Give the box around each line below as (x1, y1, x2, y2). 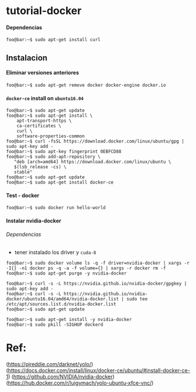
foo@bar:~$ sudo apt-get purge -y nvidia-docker (6, 271, 127, 276)
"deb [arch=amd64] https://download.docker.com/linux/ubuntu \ (13, 159, 171, 165)
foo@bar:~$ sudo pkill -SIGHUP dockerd (6, 322, 104, 328)
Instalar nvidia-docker (6, 217, 61, 224)
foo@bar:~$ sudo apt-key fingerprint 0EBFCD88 (6, 148, 122, 155)
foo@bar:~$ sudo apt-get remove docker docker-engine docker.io (6, 82, 166, 88)
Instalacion (6, 53, 48, 63)
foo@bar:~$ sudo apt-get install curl (6, 37, 101, 43)
